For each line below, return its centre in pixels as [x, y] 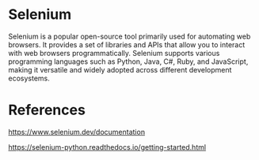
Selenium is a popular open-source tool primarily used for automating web [129, 36]
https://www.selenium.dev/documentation [76, 132]
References [47, 110]
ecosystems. [29, 78]
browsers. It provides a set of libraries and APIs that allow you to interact [127, 44]
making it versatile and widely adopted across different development [120, 69]
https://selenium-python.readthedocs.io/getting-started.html [107, 147]
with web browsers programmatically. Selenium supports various [114, 53]
